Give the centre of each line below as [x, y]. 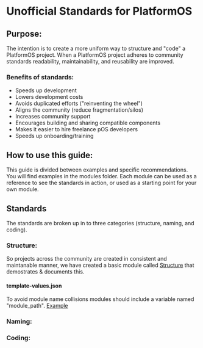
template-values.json [34, 286]
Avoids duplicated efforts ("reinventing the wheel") [79, 103]
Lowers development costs [49, 97]
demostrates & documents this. [45, 272]
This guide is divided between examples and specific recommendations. [97, 170]
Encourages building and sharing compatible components [87, 123]
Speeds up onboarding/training [54, 136]
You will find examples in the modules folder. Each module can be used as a [101, 176]
